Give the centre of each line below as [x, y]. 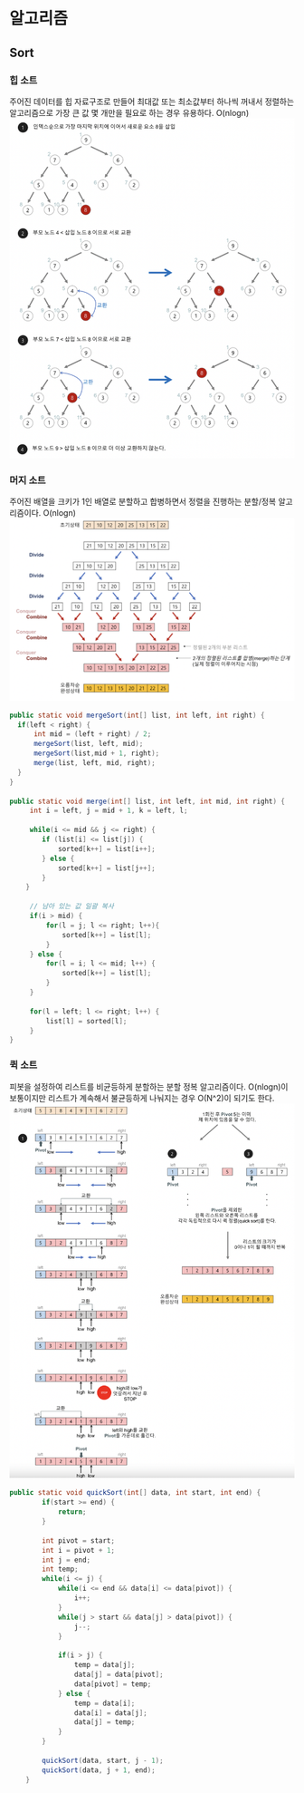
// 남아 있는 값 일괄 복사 [72, 906]
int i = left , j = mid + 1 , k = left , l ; [109, 811]
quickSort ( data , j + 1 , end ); [99, 1770]
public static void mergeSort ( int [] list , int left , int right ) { [137, 715]
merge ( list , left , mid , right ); [94, 763]
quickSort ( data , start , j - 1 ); [103, 1760]
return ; [72, 1512]
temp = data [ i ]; [104, 1703]
